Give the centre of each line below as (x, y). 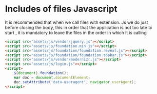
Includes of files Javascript (61, 9)
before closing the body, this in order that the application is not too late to (79, 27)
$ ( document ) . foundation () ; (41, 73)
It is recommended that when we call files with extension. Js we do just (77, 22)
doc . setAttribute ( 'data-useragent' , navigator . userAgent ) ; (75, 82)
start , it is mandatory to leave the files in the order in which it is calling (76, 32)
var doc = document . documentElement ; (52, 78)
